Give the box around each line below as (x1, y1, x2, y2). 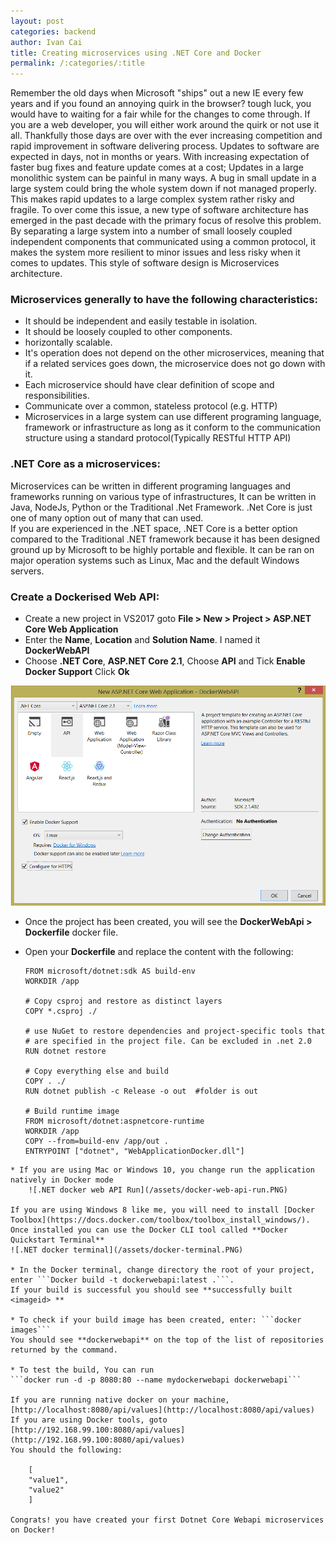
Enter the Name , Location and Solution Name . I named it (24, 634, 261, 646)
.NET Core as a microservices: (10, 457, 161, 471)
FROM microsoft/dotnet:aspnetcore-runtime (24, 1116, 205, 1126)
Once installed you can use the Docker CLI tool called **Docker (10, 1225, 288, 1235)
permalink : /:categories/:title (10, 58, 145, 69)
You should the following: (10, 1445, 123, 1455)
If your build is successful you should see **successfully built (10, 1285, 293, 1295)
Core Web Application (24, 623, 119, 635)
